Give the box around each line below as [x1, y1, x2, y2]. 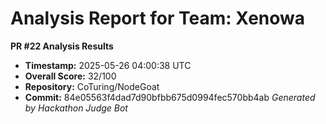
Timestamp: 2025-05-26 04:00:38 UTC [24, 59, 192, 71]
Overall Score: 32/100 [24, 70, 117, 82]
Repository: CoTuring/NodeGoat [24, 80, 160, 92]
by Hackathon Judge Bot [24, 102, 128, 114]
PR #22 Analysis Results [10, 40, 114, 52]
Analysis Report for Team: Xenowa [10, 7, 306, 30]
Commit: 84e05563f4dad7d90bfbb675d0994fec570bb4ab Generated [24, 91, 316, 103]
